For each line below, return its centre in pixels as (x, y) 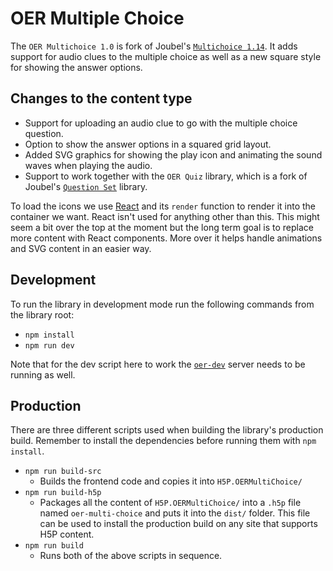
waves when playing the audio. (88, 165)
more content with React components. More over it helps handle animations (166, 238)
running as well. (43, 374)
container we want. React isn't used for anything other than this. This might (165, 216)
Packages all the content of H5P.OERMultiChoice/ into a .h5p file (170, 503)
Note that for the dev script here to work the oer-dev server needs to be (158, 364)
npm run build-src (63, 472)
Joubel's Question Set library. (86, 186)
